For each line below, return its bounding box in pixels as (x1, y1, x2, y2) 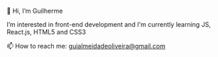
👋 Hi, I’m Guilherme (6, 7, 63, 15)
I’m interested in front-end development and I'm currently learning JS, (6, 20, 211, 28)
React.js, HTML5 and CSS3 (6, 28, 87, 36)
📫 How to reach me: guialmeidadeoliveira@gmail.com (6, 42, 166, 50)
